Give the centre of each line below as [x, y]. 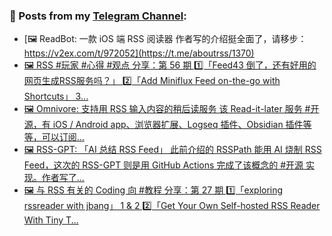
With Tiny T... [51, 220]
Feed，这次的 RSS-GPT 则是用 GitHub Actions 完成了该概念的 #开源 [163, 165]
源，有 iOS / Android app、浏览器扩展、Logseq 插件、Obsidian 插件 [163, 125]
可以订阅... [63, 137]
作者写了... [63, 178]
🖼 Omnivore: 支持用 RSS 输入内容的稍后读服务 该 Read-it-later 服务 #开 [171, 109]
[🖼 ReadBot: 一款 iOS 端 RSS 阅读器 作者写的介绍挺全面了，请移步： [165, 39]
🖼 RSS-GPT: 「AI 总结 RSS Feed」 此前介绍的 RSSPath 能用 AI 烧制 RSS [172, 150]
